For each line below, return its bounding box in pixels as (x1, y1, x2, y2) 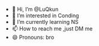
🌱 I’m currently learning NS (11, 19, 79, 25)
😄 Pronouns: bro (11, 33, 55, 41)
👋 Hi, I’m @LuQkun (11, 6, 59, 13)
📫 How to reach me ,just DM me (11, 25, 93, 32)
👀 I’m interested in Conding (11, 12, 79, 19)
